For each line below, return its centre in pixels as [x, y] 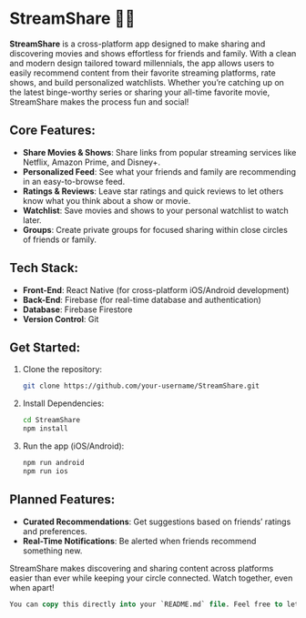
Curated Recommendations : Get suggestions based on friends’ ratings [157, 522]
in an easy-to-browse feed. [74, 181]
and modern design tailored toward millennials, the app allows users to [142, 63]
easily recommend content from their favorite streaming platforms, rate [143, 73]
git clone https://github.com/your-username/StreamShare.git [141, 386]
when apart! [32, 587]
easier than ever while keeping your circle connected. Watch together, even [151, 578]
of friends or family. [60, 239]
